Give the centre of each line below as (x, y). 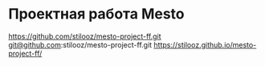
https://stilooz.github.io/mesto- (205, 44)
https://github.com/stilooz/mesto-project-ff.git (85, 36)
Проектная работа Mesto (96, 14)
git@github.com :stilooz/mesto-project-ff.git (80, 44)
